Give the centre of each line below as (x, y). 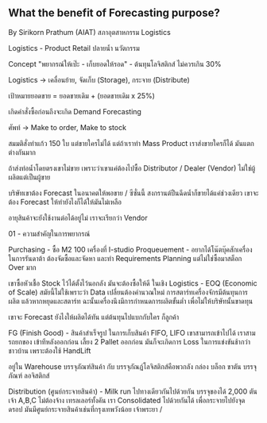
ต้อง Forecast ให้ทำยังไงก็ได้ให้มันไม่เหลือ (65, 202)
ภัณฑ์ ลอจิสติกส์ (29, 375)
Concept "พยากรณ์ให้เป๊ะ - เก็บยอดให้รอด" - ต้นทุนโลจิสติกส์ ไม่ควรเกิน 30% (115, 63)
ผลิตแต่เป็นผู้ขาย (29, 177)
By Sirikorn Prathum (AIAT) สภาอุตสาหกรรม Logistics (89, 32)
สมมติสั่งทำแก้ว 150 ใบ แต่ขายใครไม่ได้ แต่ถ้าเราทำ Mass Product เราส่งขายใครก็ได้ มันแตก (131, 143)
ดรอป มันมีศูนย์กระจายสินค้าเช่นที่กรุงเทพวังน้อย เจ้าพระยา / (85, 409)
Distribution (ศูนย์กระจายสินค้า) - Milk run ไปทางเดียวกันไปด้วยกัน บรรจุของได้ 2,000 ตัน (133, 391)
